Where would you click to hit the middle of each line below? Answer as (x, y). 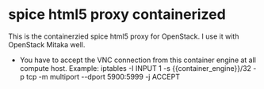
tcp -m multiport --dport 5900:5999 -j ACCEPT (103, 76)
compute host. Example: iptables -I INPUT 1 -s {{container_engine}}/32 (136, 68)
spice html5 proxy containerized (117, 15)
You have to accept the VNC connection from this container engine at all (138, 60)
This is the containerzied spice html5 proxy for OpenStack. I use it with (124, 36)
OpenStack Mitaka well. (47, 44)
